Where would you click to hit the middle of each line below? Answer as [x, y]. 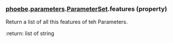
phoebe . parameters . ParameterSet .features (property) [86, 9]
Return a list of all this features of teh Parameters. [67, 22]
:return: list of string [30, 33]
